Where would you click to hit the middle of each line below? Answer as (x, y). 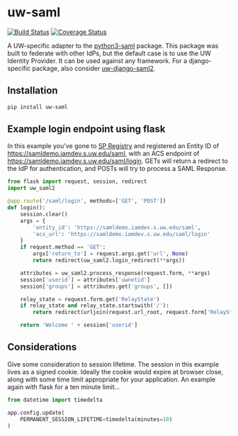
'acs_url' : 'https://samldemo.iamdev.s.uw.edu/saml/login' (122, 234)
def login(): (27, 208)
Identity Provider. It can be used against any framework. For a (97, 60)
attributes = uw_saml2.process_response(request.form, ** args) (115, 273)
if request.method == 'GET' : (63, 247)
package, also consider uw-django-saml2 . (94, 68)
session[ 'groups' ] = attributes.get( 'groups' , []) (96, 286)
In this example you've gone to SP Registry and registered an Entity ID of (113, 146)
